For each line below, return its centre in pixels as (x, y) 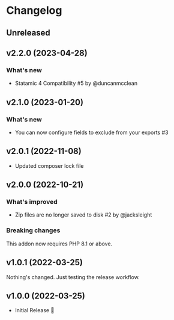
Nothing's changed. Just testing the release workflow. (73, 277)
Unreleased (28, 33)
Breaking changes (33, 230)
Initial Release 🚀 (34, 310)
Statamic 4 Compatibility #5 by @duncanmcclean (76, 83)
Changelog (34, 11)
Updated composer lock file (49, 165)
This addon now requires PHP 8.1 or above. (59, 244)
